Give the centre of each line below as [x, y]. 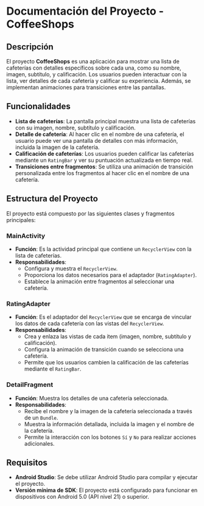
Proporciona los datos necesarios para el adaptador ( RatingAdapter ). [110, 275]
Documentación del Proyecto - [85, 11]
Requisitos [27, 462]
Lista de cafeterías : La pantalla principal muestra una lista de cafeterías [105, 121]
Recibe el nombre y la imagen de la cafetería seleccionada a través [108, 411]
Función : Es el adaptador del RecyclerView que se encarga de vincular [103, 317]
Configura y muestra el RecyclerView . [71, 268]
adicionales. [39, 443]
